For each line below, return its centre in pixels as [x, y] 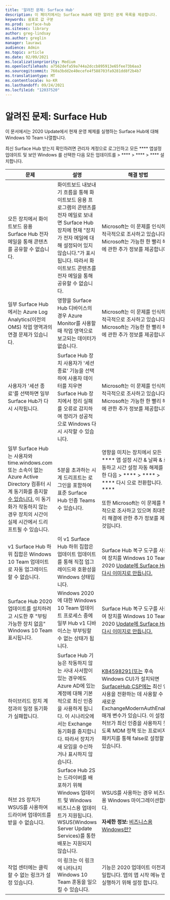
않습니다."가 [71, 253]
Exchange [80, 724]
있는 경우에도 [72, 678]
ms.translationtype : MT [30, 76]
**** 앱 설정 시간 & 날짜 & [132, 460]
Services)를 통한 [77, 836]
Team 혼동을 [72, 882]
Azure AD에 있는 [76, 686]
